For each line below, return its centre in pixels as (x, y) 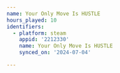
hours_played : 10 (32, 20)
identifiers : (25, 26)
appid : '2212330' (44, 40)
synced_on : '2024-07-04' (55, 53)
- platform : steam (40, 33)
